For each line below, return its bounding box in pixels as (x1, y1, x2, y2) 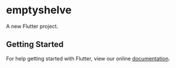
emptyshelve (6, 3, 72, 17)
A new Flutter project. (6, 23, 59, 30)
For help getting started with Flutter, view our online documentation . (6, 55, 170, 62)
